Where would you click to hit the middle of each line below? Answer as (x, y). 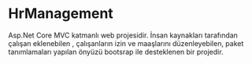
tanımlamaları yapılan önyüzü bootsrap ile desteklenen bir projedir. (116, 52)
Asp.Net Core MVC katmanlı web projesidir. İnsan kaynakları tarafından (123, 35)
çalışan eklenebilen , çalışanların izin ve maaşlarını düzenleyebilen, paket (126, 43)
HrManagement (61, 14)
